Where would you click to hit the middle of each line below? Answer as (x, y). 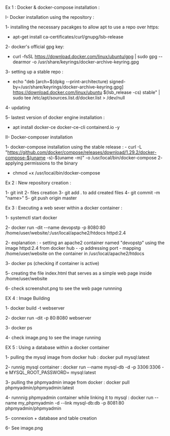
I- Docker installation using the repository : (50, 17)
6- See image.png (24, 428)
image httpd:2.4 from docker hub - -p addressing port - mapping (73, 248)
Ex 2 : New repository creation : (38, 183)
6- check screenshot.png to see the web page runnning (64, 288)
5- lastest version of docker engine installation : (55, 117)
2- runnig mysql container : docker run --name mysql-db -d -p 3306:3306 (83, 367)
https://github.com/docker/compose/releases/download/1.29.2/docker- (82, 152)
